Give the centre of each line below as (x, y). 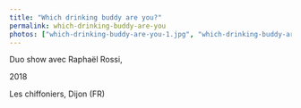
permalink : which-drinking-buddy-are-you (88, 26)
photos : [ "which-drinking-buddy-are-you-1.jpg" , (102, 34)
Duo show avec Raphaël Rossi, (66, 60)
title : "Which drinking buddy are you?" (86, 17)
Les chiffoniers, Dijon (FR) (57, 94)
